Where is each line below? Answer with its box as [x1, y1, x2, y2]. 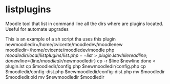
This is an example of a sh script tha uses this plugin [5, 36, 116, 42]
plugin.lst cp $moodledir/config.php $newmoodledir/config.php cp [5, 63, 146, 69]
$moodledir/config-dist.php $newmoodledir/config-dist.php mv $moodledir [5, 68, 165, 75]
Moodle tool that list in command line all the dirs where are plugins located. [5, 20, 164, 27]
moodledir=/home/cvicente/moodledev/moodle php [5, 47, 115, 53]
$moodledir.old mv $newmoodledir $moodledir [5, 74, 105, 80]
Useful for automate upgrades [5, 26, 69, 32]
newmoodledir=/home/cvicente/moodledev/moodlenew [5, 41, 123, 47]
